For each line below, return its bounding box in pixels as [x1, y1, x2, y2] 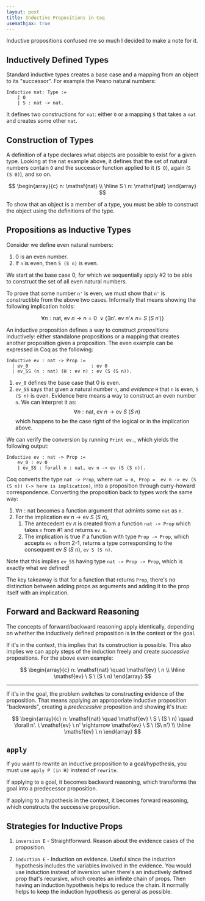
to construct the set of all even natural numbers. [6, 277, 128, 285]
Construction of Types [6, 135, 94, 145]
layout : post [6, 9, 40, 15]
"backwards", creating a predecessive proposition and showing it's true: [6, 703, 188, 710]
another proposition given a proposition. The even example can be [6, 339, 174, 346]
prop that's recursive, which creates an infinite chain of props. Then [15, 875, 186, 883]
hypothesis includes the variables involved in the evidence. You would [15, 862, 192, 869]
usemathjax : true [6, 20, 51, 26]
